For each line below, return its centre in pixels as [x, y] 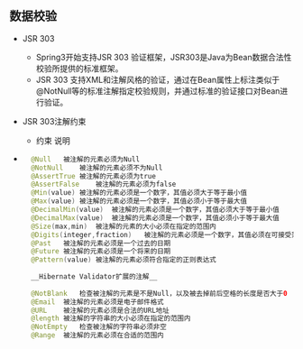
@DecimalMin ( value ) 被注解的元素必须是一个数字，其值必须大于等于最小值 [155, 210]
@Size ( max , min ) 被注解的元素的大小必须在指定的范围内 [124, 226]
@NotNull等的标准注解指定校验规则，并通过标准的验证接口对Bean [158, 91]
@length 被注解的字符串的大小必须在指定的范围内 [111, 318]
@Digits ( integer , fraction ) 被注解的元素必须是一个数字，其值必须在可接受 [161, 234]
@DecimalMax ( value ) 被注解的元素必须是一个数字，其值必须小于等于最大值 [155, 218]
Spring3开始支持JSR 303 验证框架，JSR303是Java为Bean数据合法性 [164, 57]
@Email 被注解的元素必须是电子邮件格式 [97, 302]
